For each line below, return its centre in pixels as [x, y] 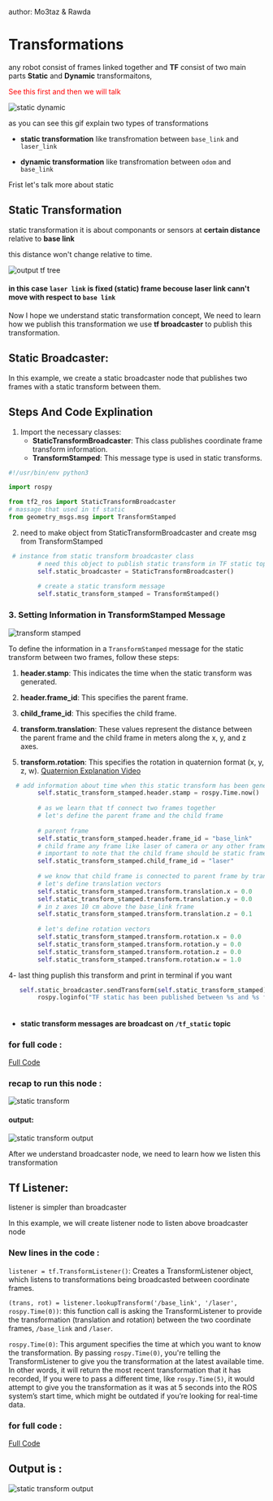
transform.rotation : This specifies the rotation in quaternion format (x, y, [142, 762]
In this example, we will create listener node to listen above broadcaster [128, 1223]
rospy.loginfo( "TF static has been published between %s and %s [149, 998]
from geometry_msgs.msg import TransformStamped [92, 517]
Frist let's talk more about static [61, 184]
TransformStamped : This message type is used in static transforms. [147, 457]
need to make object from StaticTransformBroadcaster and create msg [139, 532]
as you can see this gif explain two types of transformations [108, 123]
